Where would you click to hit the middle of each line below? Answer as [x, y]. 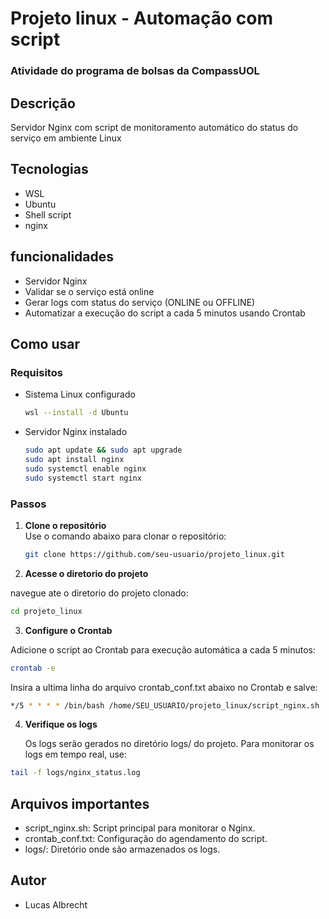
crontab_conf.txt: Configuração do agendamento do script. [146, 839]
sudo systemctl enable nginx [85, 468]
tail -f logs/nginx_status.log [75, 773]
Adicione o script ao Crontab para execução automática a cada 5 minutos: [163, 649]
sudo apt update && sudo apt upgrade [103, 450]
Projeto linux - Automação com [142, 18]
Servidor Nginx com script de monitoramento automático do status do [154, 127]
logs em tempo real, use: [76, 754]
